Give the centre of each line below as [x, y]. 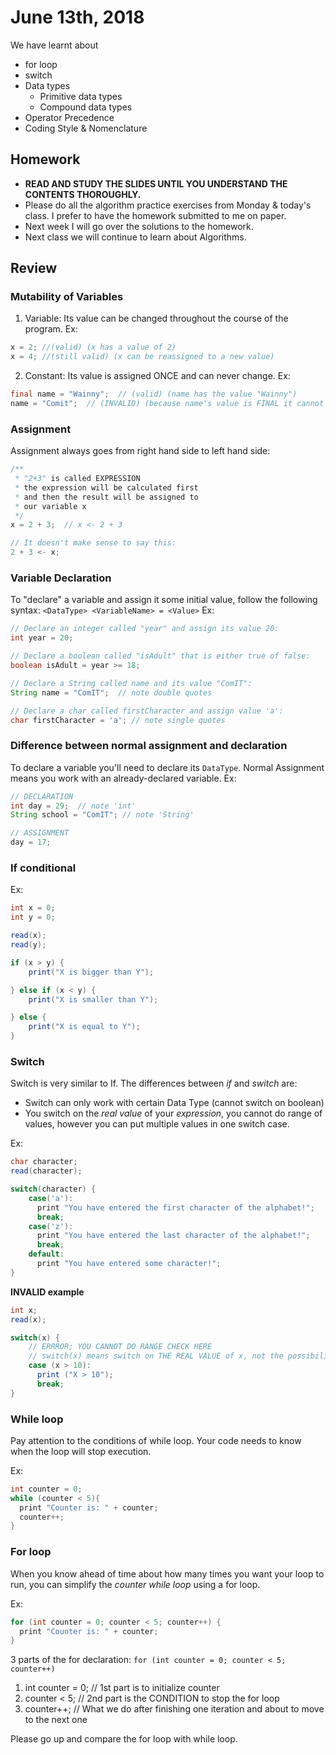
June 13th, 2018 [77, 17]
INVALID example [47, 1292]
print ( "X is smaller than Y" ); [93, 999]
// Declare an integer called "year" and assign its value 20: [145, 629]
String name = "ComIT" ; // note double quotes [111, 692]
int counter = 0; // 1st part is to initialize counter [122, 1688]
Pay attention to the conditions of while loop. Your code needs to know [156, 1440]
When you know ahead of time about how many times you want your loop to [167, 1573]
